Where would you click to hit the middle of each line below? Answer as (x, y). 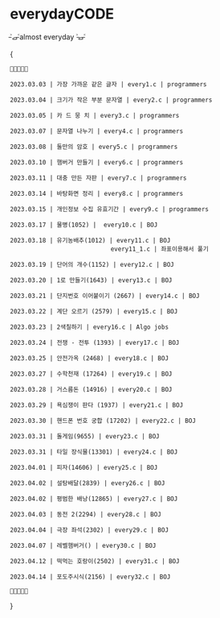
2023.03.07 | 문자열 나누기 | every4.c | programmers (97, 131)
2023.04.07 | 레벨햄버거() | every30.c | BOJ (83, 545)
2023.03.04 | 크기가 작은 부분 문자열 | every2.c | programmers (111, 100)
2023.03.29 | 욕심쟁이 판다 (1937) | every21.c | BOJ (97, 405)
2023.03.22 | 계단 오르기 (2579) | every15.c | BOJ (94, 311)
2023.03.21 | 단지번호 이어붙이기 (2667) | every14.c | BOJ (105, 296)
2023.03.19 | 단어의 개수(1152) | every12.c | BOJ (92, 264)
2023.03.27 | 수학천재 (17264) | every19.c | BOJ (91, 374)
